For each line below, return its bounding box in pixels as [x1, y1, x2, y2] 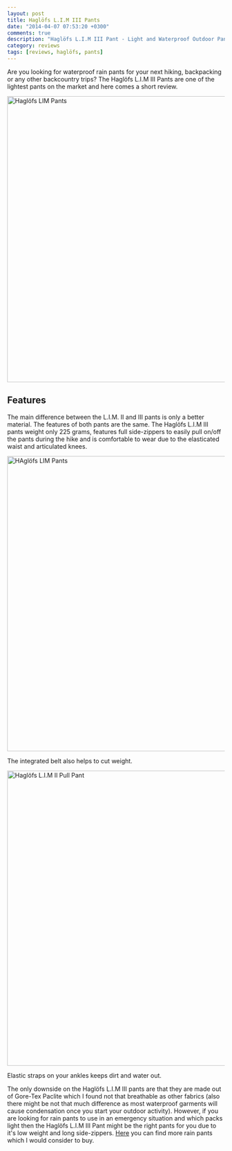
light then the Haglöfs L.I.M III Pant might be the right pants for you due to [7, 1121, 217, 1130]
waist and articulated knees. [7, 442, 88, 450]
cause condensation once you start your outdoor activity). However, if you [7, 1107, 219, 1115]
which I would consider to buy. [7, 1136, 95, 1144]
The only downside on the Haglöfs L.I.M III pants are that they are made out [7, 1085, 222, 1093]
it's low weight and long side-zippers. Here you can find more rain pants [7, 1128, 213, 1137]
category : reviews [7, 42, 60, 49]
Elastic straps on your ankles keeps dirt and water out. [7, 1071, 162, 1079]
